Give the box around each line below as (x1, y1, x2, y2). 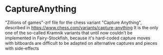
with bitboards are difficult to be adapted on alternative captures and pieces (5, 40, 158, 46)
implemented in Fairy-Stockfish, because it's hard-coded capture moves (5, 35, 151, 41)
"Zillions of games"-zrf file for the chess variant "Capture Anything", (5, 19, 142, 25)
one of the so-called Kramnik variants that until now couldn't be (5, 30, 133, 36)
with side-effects (5, 45, 39, 51)
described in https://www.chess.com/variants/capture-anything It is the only (5, 24, 159, 30)
